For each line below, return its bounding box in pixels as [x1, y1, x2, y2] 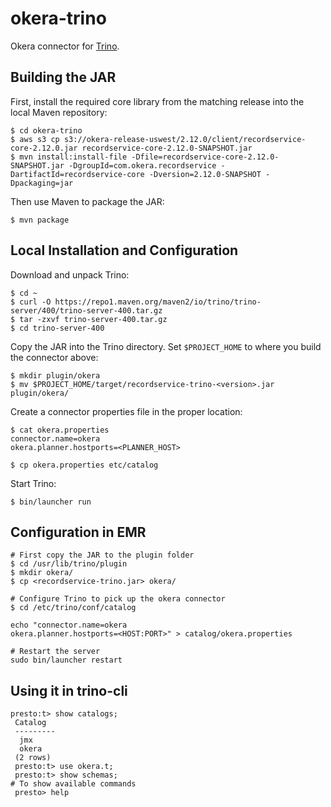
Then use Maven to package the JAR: [10, 195, 165, 207]
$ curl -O [10, 297, 52, 307]
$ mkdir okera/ [10, 568, 74, 578]
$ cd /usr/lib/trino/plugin [10, 559, 128, 569]
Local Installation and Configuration [10, 242, 239, 259]
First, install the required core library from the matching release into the [10, 95, 305, 107]
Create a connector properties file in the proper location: [10, 405, 243, 417]
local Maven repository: [10, 106, 108, 118]
